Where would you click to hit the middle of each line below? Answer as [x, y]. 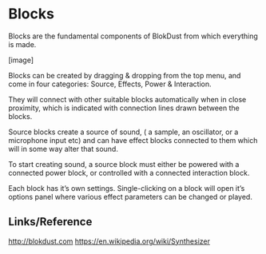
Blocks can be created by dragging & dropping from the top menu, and [125, 75]
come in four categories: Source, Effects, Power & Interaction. [110, 84]
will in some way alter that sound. [63, 149]
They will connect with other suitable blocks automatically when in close [127, 99]
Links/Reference [50, 222]
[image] [21, 60]
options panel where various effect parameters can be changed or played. [131, 196]
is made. [22, 44]
